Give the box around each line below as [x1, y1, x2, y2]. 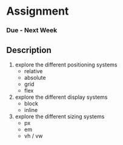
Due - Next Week [6, 26, 58, 35]
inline [24, 106, 38, 113]
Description [6, 44, 52, 55]
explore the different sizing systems [15, 113, 105, 120]
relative [24, 67, 43, 74]
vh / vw [24, 132, 44, 140]
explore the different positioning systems [15, 61, 118, 68]
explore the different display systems [15, 93, 108, 101]
